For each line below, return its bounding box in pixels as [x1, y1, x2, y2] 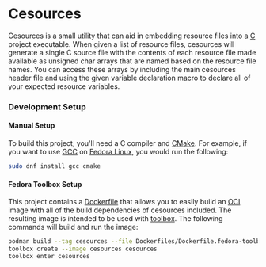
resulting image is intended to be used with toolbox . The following [8, 214, 223, 223]
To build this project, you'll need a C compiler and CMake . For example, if [8, 139, 248, 148]
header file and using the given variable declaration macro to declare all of [8, 73, 251, 82]
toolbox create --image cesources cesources [8, 245, 158, 254]
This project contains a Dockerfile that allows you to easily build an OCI [8, 197, 241, 207]
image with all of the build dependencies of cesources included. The [8, 205, 232, 215]
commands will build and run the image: [8, 223, 139, 232]
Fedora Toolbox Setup [8, 179, 82, 189]
